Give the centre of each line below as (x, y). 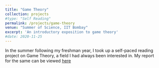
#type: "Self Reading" (28, 18)
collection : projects (27, 14)
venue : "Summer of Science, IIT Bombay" (47, 28)
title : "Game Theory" (27, 9)
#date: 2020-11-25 (24, 37)
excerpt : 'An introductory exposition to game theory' (62, 32)
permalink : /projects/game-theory (40, 23)
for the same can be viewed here (38, 61)
